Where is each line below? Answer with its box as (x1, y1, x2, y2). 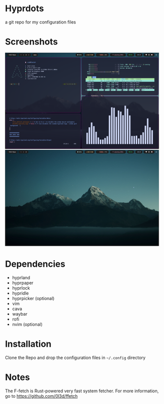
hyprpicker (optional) (12, 295, 55, 301)
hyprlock (12, 285, 30, 291)
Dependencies (5, 258, 65, 270)
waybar (12, 311, 28, 317)
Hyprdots (5, 3, 44, 14)
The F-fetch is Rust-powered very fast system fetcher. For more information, (5, 388, 159, 394)
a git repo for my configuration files (5, 19, 76, 25)
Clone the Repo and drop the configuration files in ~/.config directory (5, 355, 145, 361)
